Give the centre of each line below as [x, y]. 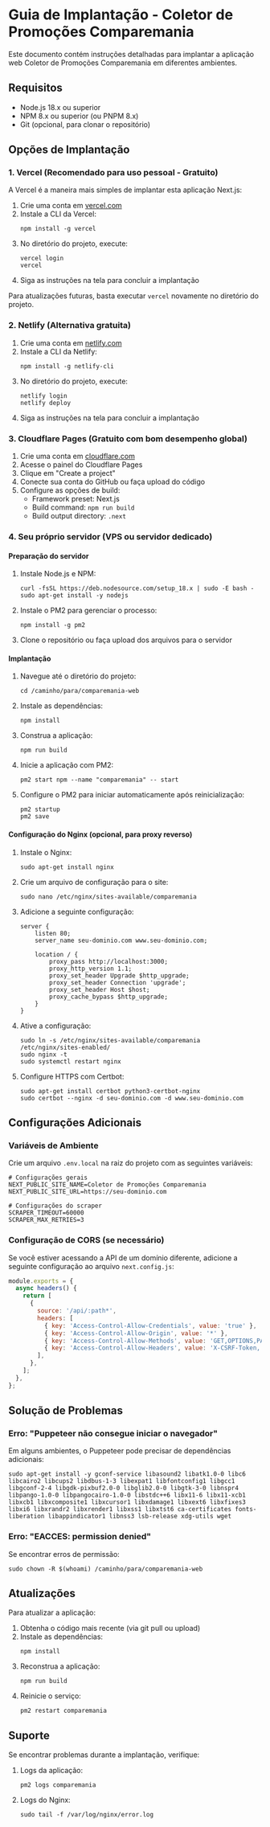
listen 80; [53, 933]
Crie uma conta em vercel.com [71, 206]
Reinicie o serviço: [51, 1696]
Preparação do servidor [49, 555]
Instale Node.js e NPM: [58, 574]
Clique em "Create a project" [68, 473]
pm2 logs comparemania [58, 1785]
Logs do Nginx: [45, 1800]
